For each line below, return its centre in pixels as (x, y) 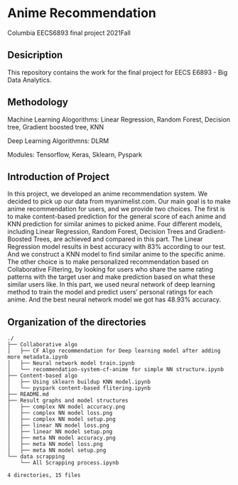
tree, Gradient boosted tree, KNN (56, 127)
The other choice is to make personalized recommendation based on (108, 262)
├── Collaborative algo (43, 345)
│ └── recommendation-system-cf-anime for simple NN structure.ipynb (115, 370)
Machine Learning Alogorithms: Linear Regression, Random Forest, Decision (119, 119)
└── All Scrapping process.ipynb (70, 463)
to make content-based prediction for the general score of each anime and (117, 217)
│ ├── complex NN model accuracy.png (66, 407)
